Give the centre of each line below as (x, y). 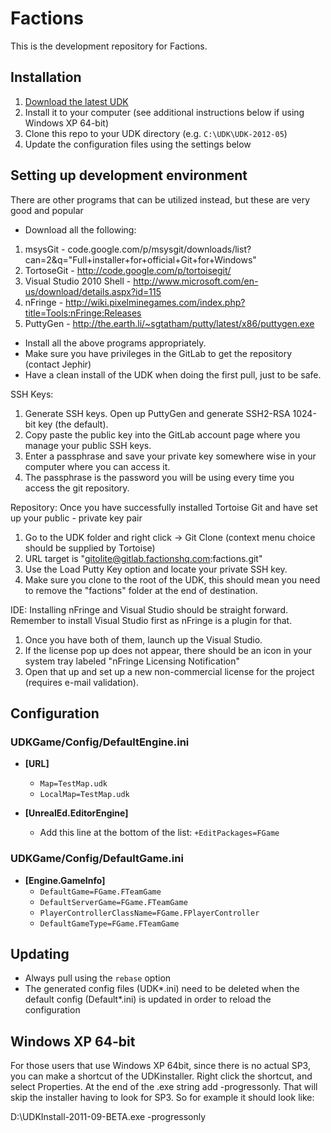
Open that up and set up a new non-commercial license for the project (169, 671)
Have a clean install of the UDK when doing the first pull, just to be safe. (173, 374)
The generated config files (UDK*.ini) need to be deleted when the (162, 989)
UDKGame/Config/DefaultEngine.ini (100, 742)
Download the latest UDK (76, 101)
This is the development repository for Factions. (109, 46)
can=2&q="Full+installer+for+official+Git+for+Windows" (140, 259)
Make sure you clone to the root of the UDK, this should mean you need (172, 579)
